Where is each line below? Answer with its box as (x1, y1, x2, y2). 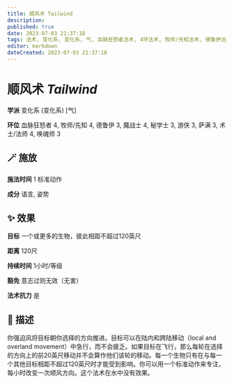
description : (7, 17, 45, 24)
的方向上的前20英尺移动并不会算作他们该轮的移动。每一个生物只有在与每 (7, 351, 217, 360)
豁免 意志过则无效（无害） (7, 277, 82, 285)
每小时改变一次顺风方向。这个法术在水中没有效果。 (7, 368, 154, 377)
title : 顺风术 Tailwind (7, 10, 73, 17)
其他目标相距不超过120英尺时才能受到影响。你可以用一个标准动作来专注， (13, 360, 225, 368)
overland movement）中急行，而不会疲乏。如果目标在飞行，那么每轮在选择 (7, 342, 223, 351)
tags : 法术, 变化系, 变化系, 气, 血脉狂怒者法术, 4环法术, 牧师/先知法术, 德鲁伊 (7, 36, 221, 43)
